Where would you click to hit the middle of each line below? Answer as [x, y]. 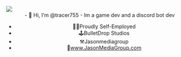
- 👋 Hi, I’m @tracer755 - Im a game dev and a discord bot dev [100, 15]
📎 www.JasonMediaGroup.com [104, 48]
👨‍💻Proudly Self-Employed [104, 26]
